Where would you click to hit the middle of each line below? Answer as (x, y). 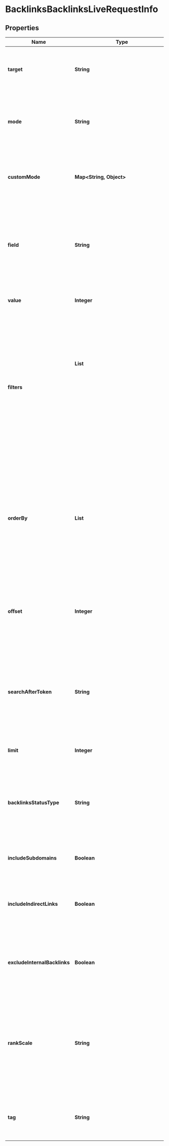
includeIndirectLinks (33, 904)
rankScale (20, 1043)
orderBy (18, 518)
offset (15, 611)
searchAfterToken (30, 692)
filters (15, 387)
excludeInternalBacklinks (39, 962)
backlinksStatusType (33, 803)
